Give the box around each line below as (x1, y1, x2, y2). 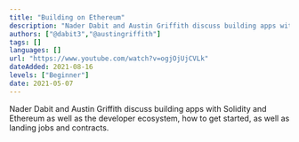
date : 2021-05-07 (9, 79, 74, 88)
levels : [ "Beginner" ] (9, 71, 90, 80)
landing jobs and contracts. (9, 122, 109, 133)
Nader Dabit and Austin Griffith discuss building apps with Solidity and (9, 103, 267, 114)
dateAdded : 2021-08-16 (9, 63, 93, 72)
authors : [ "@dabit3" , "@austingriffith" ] (9, 29, 162, 38)
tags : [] (9, 37, 42, 47)
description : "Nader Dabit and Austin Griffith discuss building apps (9, 21, 277, 30)
